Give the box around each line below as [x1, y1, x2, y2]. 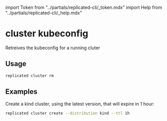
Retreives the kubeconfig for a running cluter [5, 45, 100, 51]
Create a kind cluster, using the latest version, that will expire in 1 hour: [5, 101, 155, 107]
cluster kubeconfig [5, 28, 88, 39]
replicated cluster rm [5, 73, 54, 78]
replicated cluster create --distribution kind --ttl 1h [5, 111, 130, 116]
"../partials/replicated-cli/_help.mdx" [5, 10, 82, 16]
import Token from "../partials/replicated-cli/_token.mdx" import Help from [5, 5, 162, 10]
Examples [5, 87, 38, 96]
